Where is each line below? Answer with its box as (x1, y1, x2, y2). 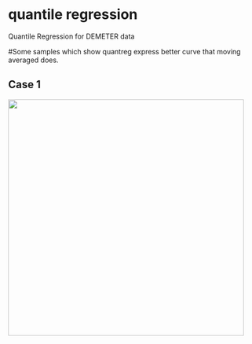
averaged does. (8, 55, 59, 65)
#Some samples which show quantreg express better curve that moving (8, 46, 241, 56)
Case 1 (8, 78, 42, 91)
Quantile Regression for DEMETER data (8, 31, 135, 41)
